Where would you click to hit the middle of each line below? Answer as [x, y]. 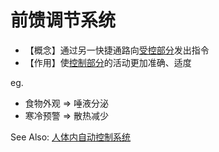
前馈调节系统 [63, 20]
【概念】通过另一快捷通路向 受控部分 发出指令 [117, 50]
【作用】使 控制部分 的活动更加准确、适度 [108, 62]
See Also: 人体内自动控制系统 [71, 137]
